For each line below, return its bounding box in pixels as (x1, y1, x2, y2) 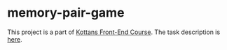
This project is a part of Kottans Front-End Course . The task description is (7, 28, 221, 36)
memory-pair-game (7, 5, 125, 21)
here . (7, 35, 22, 43)
